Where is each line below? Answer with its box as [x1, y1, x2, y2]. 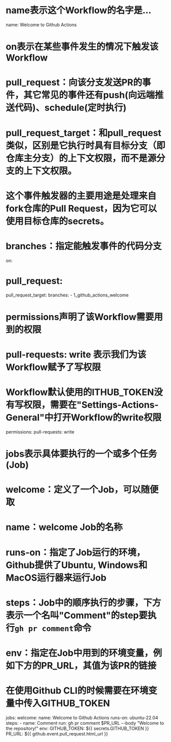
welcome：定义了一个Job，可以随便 [6, 484, 159, 496]
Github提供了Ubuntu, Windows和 [6, 559, 148, 571]
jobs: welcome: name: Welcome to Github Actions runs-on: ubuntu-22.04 [6, 714, 158, 721]
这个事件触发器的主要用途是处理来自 [6, 190, 157, 201]
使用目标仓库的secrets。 [6, 215, 109, 227]
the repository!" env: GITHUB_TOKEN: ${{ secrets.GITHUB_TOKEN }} [6, 725, 149, 731]
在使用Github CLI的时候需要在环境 [6, 685, 149, 696]
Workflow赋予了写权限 [6, 361, 101, 373]
